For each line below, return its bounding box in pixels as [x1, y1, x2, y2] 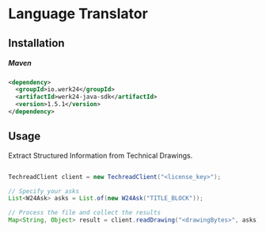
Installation [8, 36, 65, 50]
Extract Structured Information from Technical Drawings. [8, 150, 193, 160]
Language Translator [8, 5, 148, 23]
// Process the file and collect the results [8, 209, 161, 217]
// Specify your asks [8, 187, 80, 195]
